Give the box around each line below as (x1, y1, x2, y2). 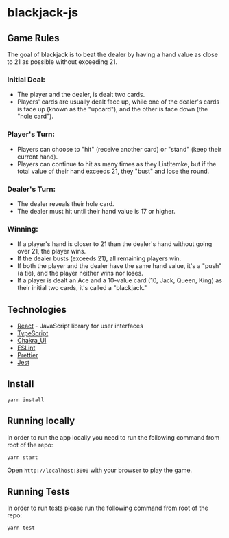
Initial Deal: (7, 74, 46, 84)
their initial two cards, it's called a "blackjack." (16, 284, 147, 292)
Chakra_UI (16, 337, 47, 344)
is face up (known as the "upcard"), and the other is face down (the (16, 105, 208, 113)
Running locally (7, 415, 75, 427)
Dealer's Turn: (7, 184, 56, 194)
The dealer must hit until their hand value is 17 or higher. (16, 207, 176, 215)
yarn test (7, 524, 36, 532)
